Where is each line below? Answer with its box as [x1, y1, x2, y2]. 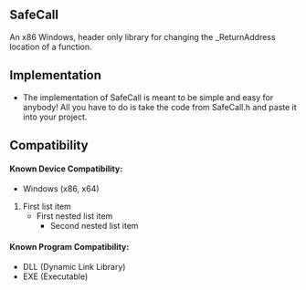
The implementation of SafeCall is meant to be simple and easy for [22, 91, 274, 103]
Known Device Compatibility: [9, 163, 123, 174]
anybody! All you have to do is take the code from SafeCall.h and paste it [22, 101, 297, 112]
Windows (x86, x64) [22, 183, 100, 194]
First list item [22, 201, 71, 212]
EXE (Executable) [22, 271, 89, 282]
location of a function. [9, 41, 93, 52]
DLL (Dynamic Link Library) [22, 262, 126, 273]
